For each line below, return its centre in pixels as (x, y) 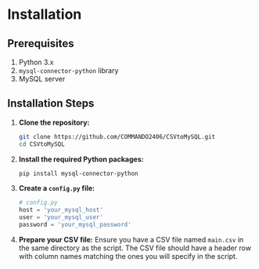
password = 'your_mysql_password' (75, 225)
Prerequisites (41, 44)
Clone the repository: (54, 122)
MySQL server (42, 79)
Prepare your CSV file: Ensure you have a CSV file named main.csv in (131, 239)
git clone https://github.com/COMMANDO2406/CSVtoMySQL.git (117, 136)
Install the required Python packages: (81, 159)
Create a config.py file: (57, 188)
